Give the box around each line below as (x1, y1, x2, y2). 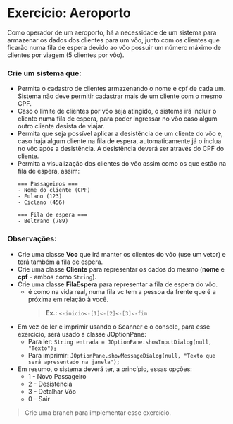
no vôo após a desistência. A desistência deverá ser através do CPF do (17, 145, 224, 153)
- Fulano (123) (17, 193, 63, 200)
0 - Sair (27, 394, 51, 403)
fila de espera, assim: (17, 167, 80, 176)
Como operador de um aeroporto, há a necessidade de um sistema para (7, 28, 217, 37)
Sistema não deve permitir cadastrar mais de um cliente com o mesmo (17, 92, 222, 100)
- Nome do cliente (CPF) (17, 187, 91, 194)
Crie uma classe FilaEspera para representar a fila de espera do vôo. (17, 280, 218, 289)
